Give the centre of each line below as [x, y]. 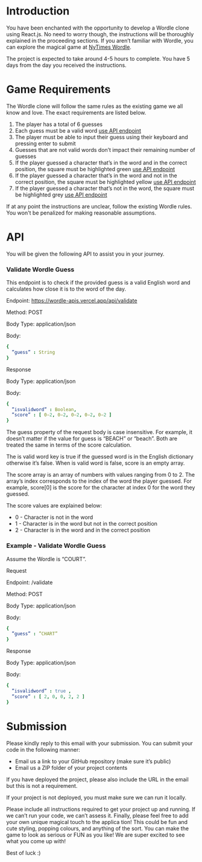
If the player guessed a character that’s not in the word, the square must [105, 188]
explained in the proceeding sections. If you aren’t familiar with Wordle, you [100, 40]
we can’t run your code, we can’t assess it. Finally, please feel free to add [97, 816]
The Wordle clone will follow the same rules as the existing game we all [95, 106]
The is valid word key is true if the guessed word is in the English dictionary [100, 457]
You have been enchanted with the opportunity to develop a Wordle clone [98, 28]
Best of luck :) [24, 853]
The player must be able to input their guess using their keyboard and [101, 137]
